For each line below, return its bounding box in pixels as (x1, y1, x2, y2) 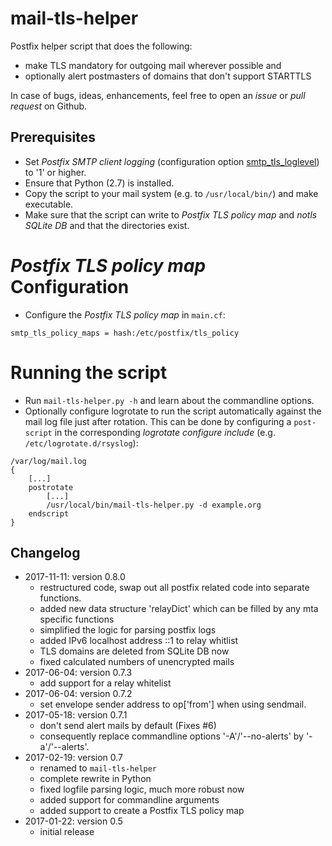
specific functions (39, 613, 115, 626)
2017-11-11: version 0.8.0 (24, 571, 126, 583)
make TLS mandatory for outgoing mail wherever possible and (24, 59, 282, 71)
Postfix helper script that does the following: (10, 40, 193, 52)
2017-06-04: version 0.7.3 (24, 667, 133, 679)
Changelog (10, 545, 81, 562)
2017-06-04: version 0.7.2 (24, 688, 133, 700)
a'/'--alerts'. (39, 741, 90, 753)
